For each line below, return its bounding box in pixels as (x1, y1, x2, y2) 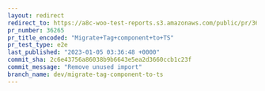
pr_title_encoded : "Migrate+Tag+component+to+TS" (7, 33, 175, 42)
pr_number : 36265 (7, 26, 65, 34)
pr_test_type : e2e (7, 41, 68, 49)
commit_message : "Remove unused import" (7, 63, 143, 71)
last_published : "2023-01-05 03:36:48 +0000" (7, 48, 160, 56)
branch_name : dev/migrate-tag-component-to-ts (7, 70, 164, 78)
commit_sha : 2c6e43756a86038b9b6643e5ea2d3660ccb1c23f (7, 56, 192, 64)
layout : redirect (7, 11, 65, 20)
